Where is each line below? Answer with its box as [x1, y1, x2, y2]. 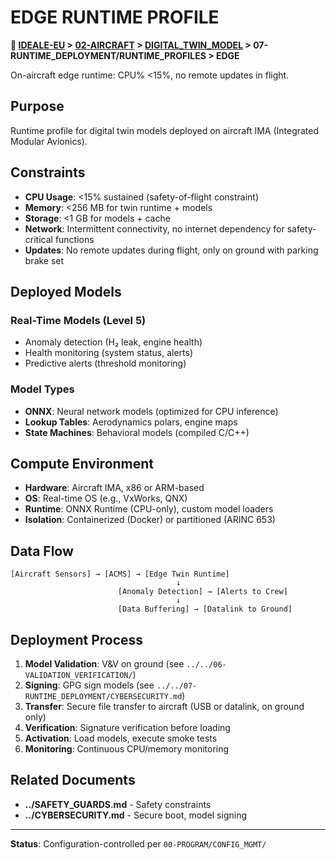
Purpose [10, 98, 65, 115]
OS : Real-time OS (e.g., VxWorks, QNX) [24, 492, 188, 505]
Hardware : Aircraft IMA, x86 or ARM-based [24, 482, 205, 494]
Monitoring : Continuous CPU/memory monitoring [24, 742, 230, 755]
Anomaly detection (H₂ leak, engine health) [24, 336, 203, 348]
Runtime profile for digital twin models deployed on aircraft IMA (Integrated [10, 124, 320, 136]
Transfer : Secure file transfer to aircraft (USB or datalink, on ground [24, 700, 305, 712]
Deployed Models [10, 283, 122, 300]
